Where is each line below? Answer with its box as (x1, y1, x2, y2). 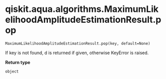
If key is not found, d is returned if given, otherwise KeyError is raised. (5, 50, 149, 56)
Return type (5, 59, 31, 65)
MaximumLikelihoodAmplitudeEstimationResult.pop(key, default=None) (5, 41, 151, 46)
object (5, 69, 19, 74)
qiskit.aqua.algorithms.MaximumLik (5, 3, 159, 15)
